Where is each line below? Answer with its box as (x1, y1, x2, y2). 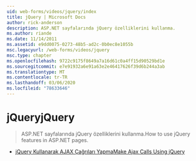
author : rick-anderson (6, 19, 62, 25)
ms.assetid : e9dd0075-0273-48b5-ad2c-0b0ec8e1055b (6, 42, 134, 48)
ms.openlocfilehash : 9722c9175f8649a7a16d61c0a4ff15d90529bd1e (6, 58, 165, 64)
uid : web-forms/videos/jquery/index (6, 8, 97, 15)
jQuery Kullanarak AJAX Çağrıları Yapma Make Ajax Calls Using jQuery (15, 148, 185, 155)
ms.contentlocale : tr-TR (6, 74, 68, 80)
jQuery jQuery (6, 111, 75, 124)
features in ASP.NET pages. (21, 136, 89, 143)
